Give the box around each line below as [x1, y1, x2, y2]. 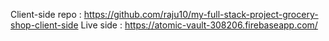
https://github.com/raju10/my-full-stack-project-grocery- [83, 9, 319, 20]
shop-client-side [10, 19, 79, 31]
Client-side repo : [10, 9, 82, 20]
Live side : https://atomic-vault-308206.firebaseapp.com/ [80, 19, 318, 31]
